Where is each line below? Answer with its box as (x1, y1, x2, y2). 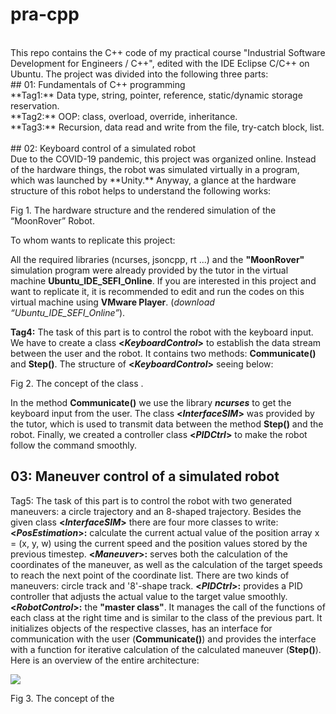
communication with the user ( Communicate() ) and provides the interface (10, 633, 317, 645)
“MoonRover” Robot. (10, 214, 95, 227)
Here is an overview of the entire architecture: (10, 654, 200, 666)
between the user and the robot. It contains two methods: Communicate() (10, 347, 317, 359)
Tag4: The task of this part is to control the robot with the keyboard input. (10, 326, 314, 338)
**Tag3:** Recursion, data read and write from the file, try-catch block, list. (10, 121, 325, 133)
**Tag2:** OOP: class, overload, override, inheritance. (10, 110, 238, 122)
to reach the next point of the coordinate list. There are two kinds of (10, 569, 290, 581)
